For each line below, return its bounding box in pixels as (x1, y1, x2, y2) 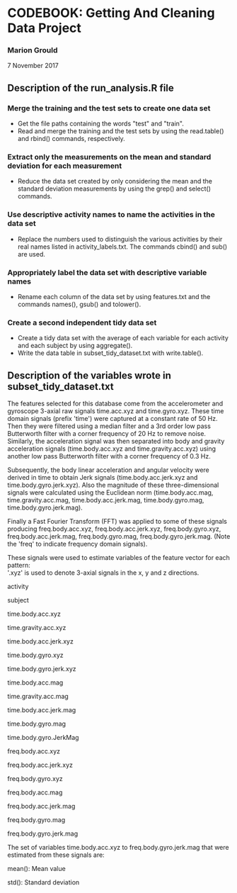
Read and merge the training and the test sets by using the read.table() (17, 127, 224, 135)
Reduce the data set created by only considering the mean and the (17, 177, 212, 186)
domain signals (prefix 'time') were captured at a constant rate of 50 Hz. (7, 415, 218, 423)
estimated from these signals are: (7, 850, 105, 859)
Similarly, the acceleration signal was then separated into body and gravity (7, 437, 225, 446)
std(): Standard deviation (7, 878, 80, 887)
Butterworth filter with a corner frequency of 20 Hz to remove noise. (7, 429, 207, 438)
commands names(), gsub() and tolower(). (17, 300, 141, 309)
